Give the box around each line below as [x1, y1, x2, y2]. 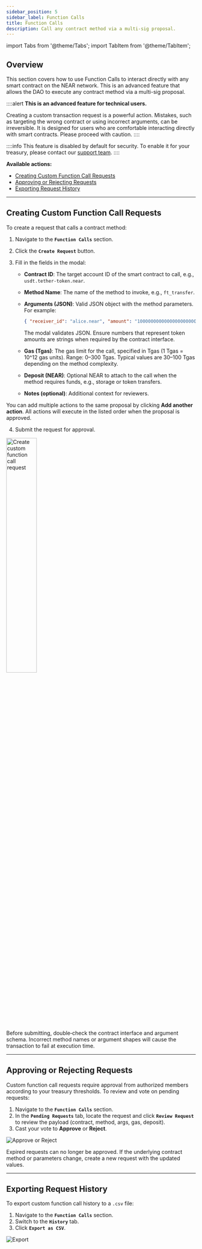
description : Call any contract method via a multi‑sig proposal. [6, 25, 176, 32]
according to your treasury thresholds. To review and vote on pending [6, 1087, 179, 1095]
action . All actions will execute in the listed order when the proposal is [6, 407, 180, 415]
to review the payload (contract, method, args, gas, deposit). [14, 1118, 165, 1126]
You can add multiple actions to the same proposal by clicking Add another [6, 401, 194, 409]
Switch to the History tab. [14, 1218, 79, 1225]
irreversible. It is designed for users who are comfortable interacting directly [6, 125, 195, 132]
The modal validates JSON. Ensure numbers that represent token [23, 329, 185, 336]
